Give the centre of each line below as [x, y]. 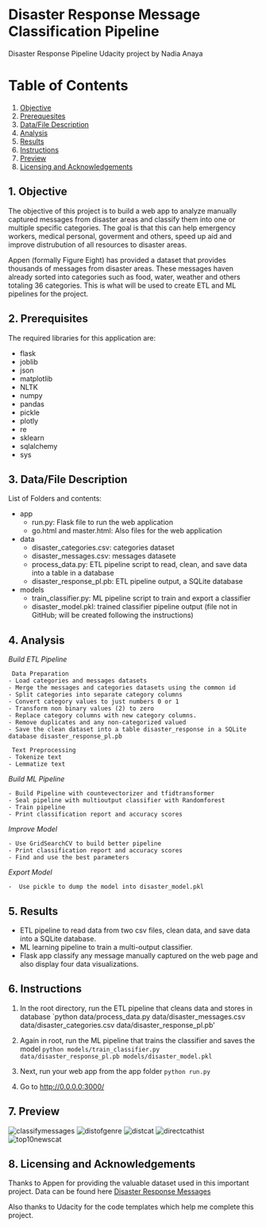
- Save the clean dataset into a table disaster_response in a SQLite [127, 730]
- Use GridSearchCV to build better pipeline [85, 844]
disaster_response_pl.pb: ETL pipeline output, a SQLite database [137, 581]
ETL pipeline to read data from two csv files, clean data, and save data [135, 930]
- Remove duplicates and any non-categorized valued [97, 723]
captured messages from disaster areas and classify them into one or [122, 219]
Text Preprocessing [44, 751]
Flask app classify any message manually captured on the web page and [139, 956]
